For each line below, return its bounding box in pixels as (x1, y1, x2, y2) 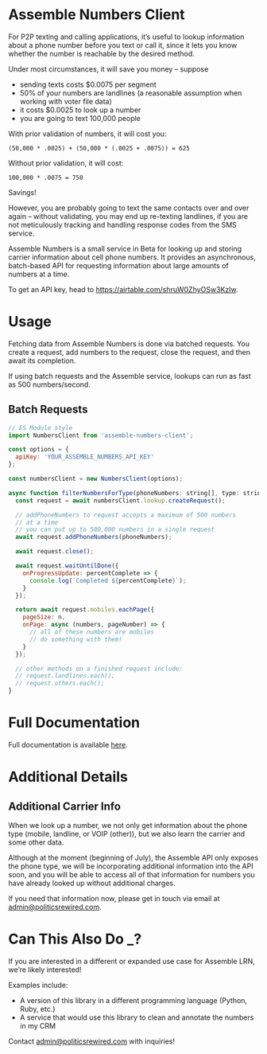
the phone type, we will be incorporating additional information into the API (8, 861, 253, 871)
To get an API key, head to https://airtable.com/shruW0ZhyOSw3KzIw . (8, 284, 238, 294)
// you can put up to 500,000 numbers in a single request (15, 525, 215, 534)
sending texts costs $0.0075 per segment (19, 80, 157, 89)
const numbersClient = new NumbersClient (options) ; (8, 475, 183, 483)
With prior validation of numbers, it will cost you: (8, 129, 167, 139)
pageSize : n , (22, 613, 66, 622)
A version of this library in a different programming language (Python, (19, 995, 248, 1005)
